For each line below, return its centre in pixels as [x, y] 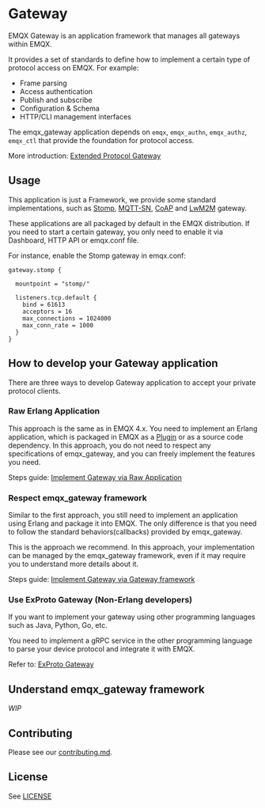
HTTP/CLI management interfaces [76, 116]
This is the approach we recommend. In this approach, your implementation [132, 547]
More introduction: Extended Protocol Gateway [85, 156]
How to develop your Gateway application [114, 363]
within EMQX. [30, 43]
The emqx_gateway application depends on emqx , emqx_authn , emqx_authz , [128, 132]
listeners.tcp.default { [56, 297]
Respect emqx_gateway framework [78, 497]
